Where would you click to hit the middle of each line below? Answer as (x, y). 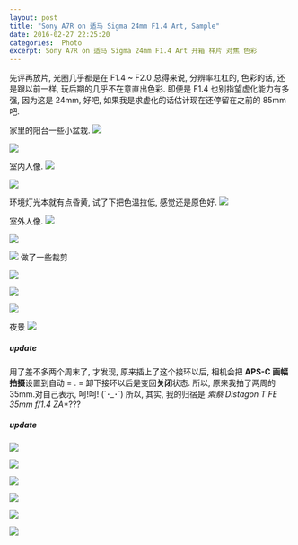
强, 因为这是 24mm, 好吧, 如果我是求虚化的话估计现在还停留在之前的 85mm (148, 101)
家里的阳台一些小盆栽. (50, 130)
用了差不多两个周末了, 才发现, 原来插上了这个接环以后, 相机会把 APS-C (140, 372)
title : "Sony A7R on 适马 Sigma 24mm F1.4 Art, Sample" (114, 26)
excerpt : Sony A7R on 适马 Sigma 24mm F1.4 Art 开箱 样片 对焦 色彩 (133, 51)
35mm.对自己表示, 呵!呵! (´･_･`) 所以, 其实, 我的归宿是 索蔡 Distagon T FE (144, 394)
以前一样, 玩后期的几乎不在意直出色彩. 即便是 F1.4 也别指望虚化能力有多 (157, 89)
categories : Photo (46, 43)
